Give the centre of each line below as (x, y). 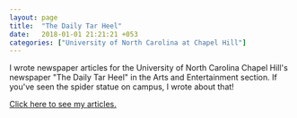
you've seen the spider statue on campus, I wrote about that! (122, 87)
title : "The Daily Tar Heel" (66, 26)
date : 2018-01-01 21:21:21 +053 (74, 34)
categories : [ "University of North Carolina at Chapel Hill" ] (128, 42)
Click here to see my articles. (63, 105)
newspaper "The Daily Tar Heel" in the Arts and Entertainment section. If (144, 78)
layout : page (34, 17)
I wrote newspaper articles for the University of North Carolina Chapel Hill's (149, 68)
